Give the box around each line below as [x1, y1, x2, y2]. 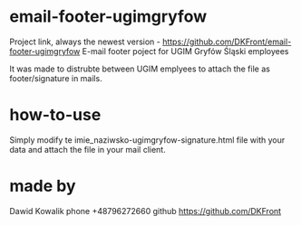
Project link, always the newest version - [9, 36, 160, 47]
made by [9, 176, 76, 196]
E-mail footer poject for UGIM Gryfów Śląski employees [82, 45, 289, 56]
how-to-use [9, 105, 102, 126]
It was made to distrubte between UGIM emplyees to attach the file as [9, 63, 270, 74]
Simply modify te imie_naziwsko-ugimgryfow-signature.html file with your [9, 134, 286, 145]
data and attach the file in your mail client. [9, 144, 166, 155]
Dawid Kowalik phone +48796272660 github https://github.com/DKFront [9, 205, 282, 216]
